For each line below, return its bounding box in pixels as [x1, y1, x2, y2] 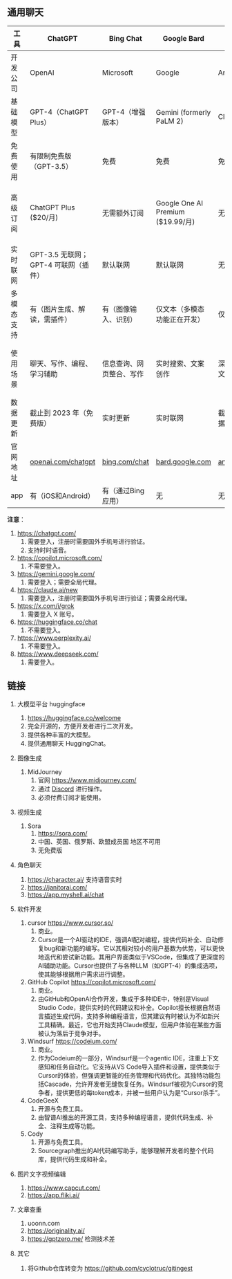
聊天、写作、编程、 [30, 358, 93, 368]
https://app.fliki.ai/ [27, 1190, 80, 1199]
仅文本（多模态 [155, 304, 205, 313]
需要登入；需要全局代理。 [27, 578, 101, 586]
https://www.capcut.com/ [27, 1184, 101, 1192]
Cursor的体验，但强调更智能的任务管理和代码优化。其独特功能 [37, 1071, 215, 1079]
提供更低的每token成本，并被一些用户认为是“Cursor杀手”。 [56, 1088, 224, 1096]
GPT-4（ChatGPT [30, 107, 89, 116]
